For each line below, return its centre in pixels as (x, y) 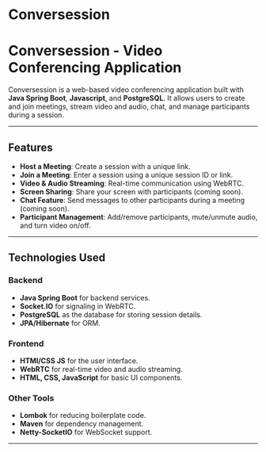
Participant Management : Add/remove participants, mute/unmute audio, (139, 216)
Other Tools (31, 398)
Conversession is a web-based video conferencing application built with (126, 90)
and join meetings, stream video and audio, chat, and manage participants (129, 107)
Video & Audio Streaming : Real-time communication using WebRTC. (132, 183)
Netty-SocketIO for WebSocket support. (86, 432)
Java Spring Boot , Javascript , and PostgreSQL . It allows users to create (127, 98)
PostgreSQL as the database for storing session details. (111, 314)
